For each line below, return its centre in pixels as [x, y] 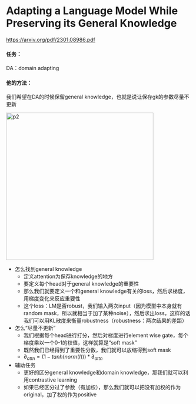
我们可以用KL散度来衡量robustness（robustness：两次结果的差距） [105, 321]
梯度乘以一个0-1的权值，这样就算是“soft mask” [80, 343]
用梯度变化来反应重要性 [52, 299]
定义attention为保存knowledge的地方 [68, 276]
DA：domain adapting [33, 68]
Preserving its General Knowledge [92, 23]
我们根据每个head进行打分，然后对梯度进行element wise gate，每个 [106, 335]
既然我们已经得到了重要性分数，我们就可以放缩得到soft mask [97, 350]
